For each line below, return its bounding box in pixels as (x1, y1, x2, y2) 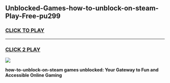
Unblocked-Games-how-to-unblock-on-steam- (5, 4, 159, 13)
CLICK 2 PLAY (5, 46, 40, 53)
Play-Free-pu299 (5, 12, 61, 21)
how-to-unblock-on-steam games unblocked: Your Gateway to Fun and (5, 66, 159, 72)
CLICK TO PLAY (5, 27, 45, 34)
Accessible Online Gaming (5, 72, 62, 78)
